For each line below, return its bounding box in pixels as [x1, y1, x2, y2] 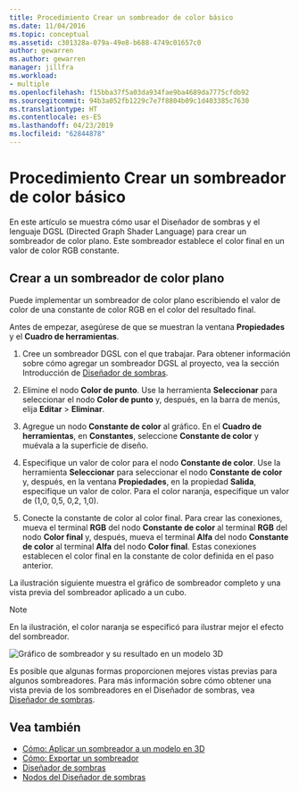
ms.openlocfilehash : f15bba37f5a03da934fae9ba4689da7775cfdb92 [9, 88, 250, 97]
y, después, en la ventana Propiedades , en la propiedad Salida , [21, 475, 257, 487]
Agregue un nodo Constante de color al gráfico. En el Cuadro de [21, 421, 262, 432]
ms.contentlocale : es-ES [9, 113, 102, 122]
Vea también [9, 720, 81, 736]
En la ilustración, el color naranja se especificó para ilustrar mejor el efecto [9, 621, 284, 632]
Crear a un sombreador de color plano [9, 271, 225, 286]
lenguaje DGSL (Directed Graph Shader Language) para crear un [9, 225, 247, 237]
